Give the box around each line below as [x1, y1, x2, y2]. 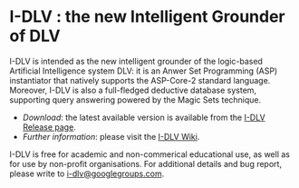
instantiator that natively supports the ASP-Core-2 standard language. [9, 74, 271, 85]
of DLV [9, 25, 61, 46]
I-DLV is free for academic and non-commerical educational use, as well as [9, 148, 291, 160]
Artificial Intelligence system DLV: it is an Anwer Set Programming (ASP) [9, 65, 278, 76]
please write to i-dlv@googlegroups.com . [9, 168, 165, 179]
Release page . [22, 121, 77, 133]
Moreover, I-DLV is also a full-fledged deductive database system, [9, 84, 256, 95]
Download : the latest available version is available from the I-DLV [22, 112, 265, 123]
